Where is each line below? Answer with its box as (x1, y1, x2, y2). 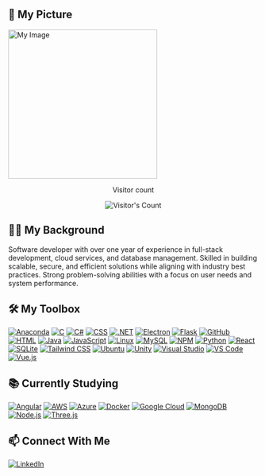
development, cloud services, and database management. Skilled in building (8, 253, 258, 262)
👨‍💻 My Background (8, 223, 105, 237)
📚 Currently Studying (8, 377, 119, 390)
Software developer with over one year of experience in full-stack (8, 244, 224, 254)
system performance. (8, 278, 79, 288)
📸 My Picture (8, 8, 73, 21)
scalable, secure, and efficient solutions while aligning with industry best (8, 261, 246, 271)
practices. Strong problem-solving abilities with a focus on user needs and (8, 269, 252, 279)
